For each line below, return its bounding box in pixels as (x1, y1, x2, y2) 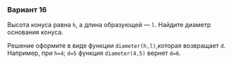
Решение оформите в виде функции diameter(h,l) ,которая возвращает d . (7, 42, 226, 50)
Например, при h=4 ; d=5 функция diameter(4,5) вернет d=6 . (7, 49, 181, 57)
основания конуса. (7, 28, 64, 36)
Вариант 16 (7, 5, 47, 15)
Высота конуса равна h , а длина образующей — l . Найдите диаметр (7, 21, 211, 29)
